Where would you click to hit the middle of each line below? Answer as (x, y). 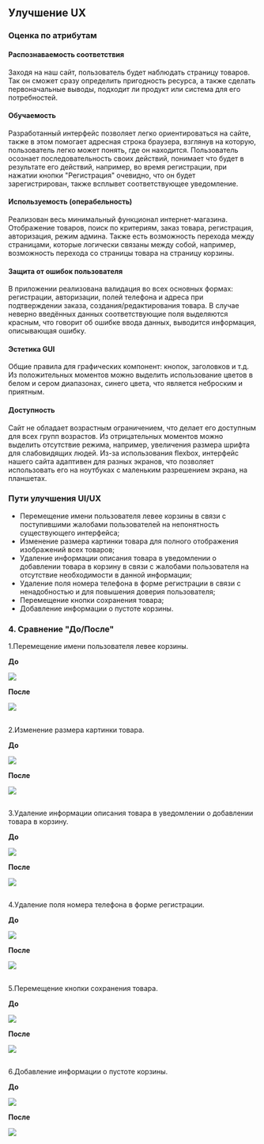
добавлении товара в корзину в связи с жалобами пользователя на (134, 566)
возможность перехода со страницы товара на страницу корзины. (121, 253)
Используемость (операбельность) (70, 202)
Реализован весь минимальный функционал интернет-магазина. (118, 219)
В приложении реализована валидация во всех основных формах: (121, 289)
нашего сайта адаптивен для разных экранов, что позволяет (111, 461)
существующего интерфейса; (70, 532)
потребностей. (33, 97)
